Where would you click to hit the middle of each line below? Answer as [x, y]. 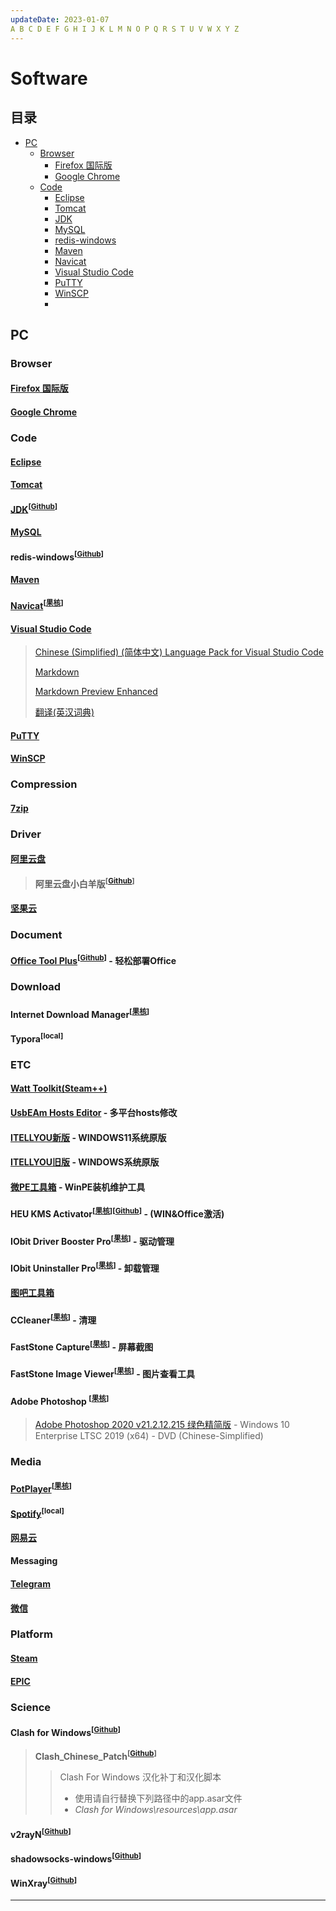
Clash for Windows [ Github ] [65, 1731]
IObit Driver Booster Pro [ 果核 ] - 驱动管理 [92, 1240]
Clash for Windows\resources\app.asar [156, 1810]
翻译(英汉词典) [64, 712]
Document [36, 935]
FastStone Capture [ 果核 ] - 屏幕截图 [82, 1346]
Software [49, 78]
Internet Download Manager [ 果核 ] [80, 1013]
